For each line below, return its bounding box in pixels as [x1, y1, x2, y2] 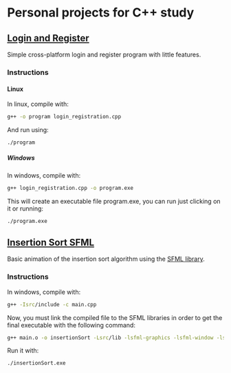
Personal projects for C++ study [7, 5, 195, 21]
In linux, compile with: [7, 100, 69, 108]
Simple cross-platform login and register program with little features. [7, 50, 201, 58]
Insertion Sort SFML [7, 236, 95, 248]
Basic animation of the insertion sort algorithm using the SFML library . [7, 255, 205, 263]
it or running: [7, 204, 43, 213]
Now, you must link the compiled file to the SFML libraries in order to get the [7, 313, 223, 321]
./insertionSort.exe [7, 360, 67, 367]
